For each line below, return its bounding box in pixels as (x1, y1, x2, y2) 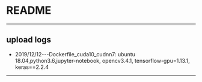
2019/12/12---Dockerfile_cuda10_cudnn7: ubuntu (14, 50, 135, 57)
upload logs (6, 35, 52, 45)
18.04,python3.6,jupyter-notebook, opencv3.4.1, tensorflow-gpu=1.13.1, (14, 57, 191, 64)
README (6, 4, 52, 17)
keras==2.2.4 (14, 63, 49, 71)
